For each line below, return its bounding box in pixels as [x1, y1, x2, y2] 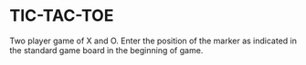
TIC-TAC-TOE [9, 5, 114, 26]
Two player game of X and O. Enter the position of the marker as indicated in [9, 35, 297, 46]
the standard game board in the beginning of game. [9, 44, 204, 55]
